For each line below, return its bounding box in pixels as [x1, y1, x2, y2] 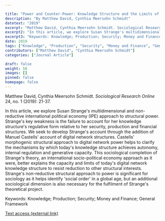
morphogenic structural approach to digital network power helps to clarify [5, 139, 155, 145]
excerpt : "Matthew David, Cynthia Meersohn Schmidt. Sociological [5, 25, 144, 30]
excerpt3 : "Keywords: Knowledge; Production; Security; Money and [5, 34, 144, 39]
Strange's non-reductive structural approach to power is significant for [5, 170, 148, 176]
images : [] [5, 71, 27, 76]
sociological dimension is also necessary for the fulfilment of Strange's [5, 181, 149, 187]
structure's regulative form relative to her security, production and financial [5, 123, 157, 129]
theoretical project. [5, 186, 44, 192]
